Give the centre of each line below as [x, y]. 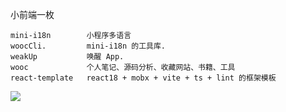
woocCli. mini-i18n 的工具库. [88, 46]
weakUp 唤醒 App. [67, 57]
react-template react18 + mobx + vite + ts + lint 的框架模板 [143, 78]
